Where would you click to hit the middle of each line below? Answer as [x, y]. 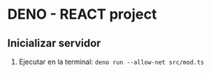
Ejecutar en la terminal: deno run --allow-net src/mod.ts [111, 62]
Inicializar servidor [54, 43]
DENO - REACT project [82, 14]
